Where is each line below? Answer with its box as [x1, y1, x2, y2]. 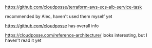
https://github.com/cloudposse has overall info [5, 23, 99, 29]
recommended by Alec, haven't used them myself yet [5, 14, 113, 19]
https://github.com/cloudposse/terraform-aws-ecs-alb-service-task [5, 4, 142, 10]
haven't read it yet [5, 37, 41, 43]
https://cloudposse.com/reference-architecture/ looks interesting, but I [5, 32, 148, 38]
